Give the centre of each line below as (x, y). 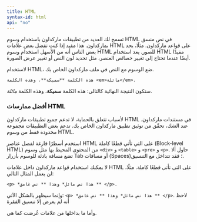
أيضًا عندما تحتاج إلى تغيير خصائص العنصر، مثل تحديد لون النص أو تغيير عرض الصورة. (98, 58)
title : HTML (21, 11)
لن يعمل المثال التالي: (30, 173)
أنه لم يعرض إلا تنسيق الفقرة (38, 201)
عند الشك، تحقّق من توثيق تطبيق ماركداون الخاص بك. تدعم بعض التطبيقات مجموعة (98, 125)
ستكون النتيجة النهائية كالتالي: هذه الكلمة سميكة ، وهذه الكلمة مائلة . (79, 91)
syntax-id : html (26, 17)
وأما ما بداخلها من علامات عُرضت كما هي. (52, 213)
